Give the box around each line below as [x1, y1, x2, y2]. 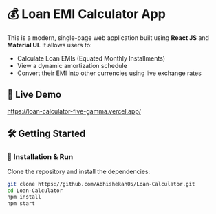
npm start [7, 200, 36, 207]
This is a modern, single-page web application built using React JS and [7, 33, 210, 42]
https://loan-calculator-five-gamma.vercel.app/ [7, 107, 141, 115]
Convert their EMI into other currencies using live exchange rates [17, 69, 202, 77]
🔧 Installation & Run [7, 152, 74, 162]
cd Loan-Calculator [7, 187, 63, 194]
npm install [7, 194, 41, 201]
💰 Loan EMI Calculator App [7, 6, 166, 22]
